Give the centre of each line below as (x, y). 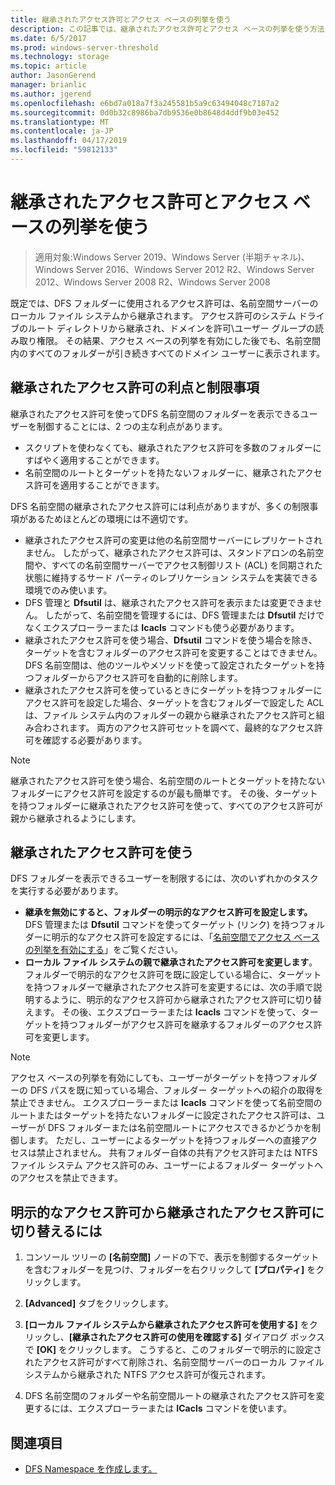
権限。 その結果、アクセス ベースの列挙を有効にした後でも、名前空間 (179, 340)
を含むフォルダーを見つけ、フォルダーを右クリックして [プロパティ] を (170, 1270)
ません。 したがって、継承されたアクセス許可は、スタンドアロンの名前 (170, 552)
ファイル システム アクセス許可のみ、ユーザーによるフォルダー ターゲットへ (166, 1165)
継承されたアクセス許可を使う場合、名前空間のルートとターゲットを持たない (168, 780)
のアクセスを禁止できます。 (66, 1178)
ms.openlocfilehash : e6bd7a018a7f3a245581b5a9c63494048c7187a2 (145, 103)
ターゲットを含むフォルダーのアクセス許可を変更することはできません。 (173, 652)
